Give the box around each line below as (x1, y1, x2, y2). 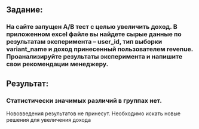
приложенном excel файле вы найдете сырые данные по (6, 30, 182, 38)
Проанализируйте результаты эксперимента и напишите (6, 53, 183, 61)
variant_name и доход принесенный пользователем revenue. (6, 45, 193, 53)
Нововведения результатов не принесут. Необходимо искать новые (6, 110, 181, 117)
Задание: (6, 5, 43, 15)
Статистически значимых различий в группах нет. (6, 96, 163, 105)
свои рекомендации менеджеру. (6, 60, 109, 68)
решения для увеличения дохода (6, 116, 91, 123)
